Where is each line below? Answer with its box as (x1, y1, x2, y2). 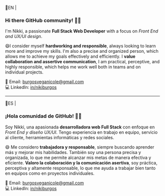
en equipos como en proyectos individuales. (5, 170, 95, 176)
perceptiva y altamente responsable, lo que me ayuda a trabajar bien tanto (5, 165, 156, 171)
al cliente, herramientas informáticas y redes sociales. (5, 134, 114, 140)
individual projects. (5, 69, 44, 75)
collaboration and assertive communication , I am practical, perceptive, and (5, 59, 160, 65)
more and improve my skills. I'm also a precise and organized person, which (5, 48, 159, 54)
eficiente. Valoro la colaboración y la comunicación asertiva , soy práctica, (5, 159, 158, 165)
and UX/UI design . (5, 34, 43, 39)
